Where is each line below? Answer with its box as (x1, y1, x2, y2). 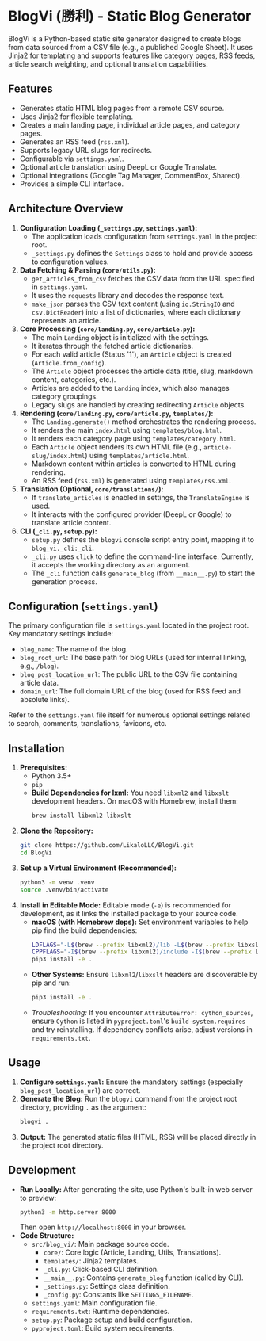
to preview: (19, 1193, 57, 1202)
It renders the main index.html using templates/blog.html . (31, 425, 222, 434)
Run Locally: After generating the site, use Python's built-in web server (19, 1184, 253, 1194)
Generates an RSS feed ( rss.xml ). (19, 136, 130, 147)
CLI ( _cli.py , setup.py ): (19, 526, 97, 536)
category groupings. (31, 392, 99, 401)
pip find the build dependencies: (31, 925, 138, 935)
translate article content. (31, 518, 112, 527)
